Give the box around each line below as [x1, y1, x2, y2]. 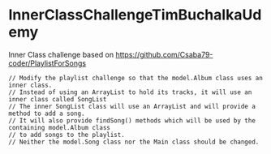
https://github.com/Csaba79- [115, 49, 213, 59]
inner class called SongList [8, 95, 107, 103]
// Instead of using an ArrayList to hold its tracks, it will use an [8, 88, 252, 96]
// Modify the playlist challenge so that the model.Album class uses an [8, 74, 264, 82]
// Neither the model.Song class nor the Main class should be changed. [8, 138, 260, 146]
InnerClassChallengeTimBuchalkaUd [8, 6, 262, 24]
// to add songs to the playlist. [8, 130, 126, 139]
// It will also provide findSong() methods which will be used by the [8, 116, 256, 125]
